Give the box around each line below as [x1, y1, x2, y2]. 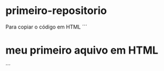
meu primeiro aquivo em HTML [5, 44, 159, 57]
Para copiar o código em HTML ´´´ [5, 23, 87, 30]
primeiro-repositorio [5, 4, 107, 17]
